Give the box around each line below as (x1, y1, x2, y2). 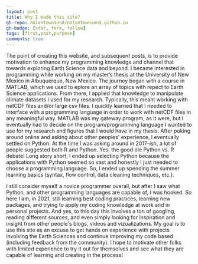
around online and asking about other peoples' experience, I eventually (6, 134, 179, 140)
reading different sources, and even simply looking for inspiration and (6, 214, 176, 221)
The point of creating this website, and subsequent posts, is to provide (6, 52, 178, 59)
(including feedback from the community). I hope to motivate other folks (6, 239, 182, 246)
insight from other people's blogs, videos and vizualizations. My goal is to (6, 220, 186, 227)
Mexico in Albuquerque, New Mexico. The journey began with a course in (6, 77, 185, 84)
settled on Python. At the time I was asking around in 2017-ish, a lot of (6, 140, 177, 147)
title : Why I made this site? (6, 14, 81, 20)
